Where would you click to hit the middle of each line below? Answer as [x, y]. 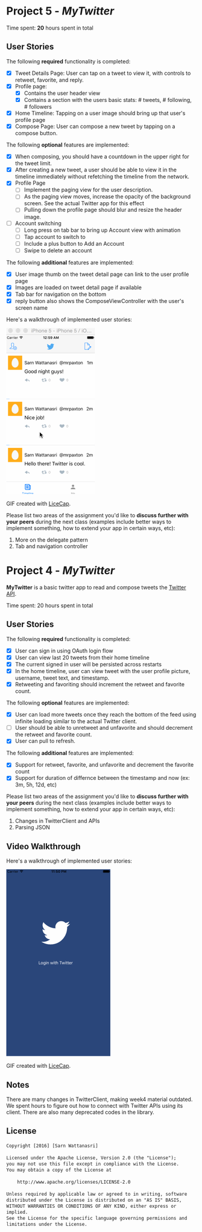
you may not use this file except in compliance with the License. [93, 1164]
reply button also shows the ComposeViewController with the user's [99, 301]
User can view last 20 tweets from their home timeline [82, 657]
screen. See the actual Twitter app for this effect [84, 203]
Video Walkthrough [43, 846]
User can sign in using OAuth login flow [64, 651]
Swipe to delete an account [58, 250]
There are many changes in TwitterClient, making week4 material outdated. [99, 1099]
